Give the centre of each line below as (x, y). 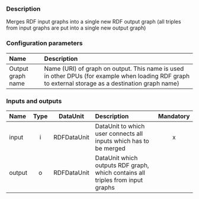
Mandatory (174, 116)
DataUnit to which (120, 126)
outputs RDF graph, (122, 165)
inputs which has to (122, 141)
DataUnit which (116, 158)
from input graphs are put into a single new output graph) (76, 28)
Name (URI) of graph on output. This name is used (114, 68)
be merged (110, 148)
